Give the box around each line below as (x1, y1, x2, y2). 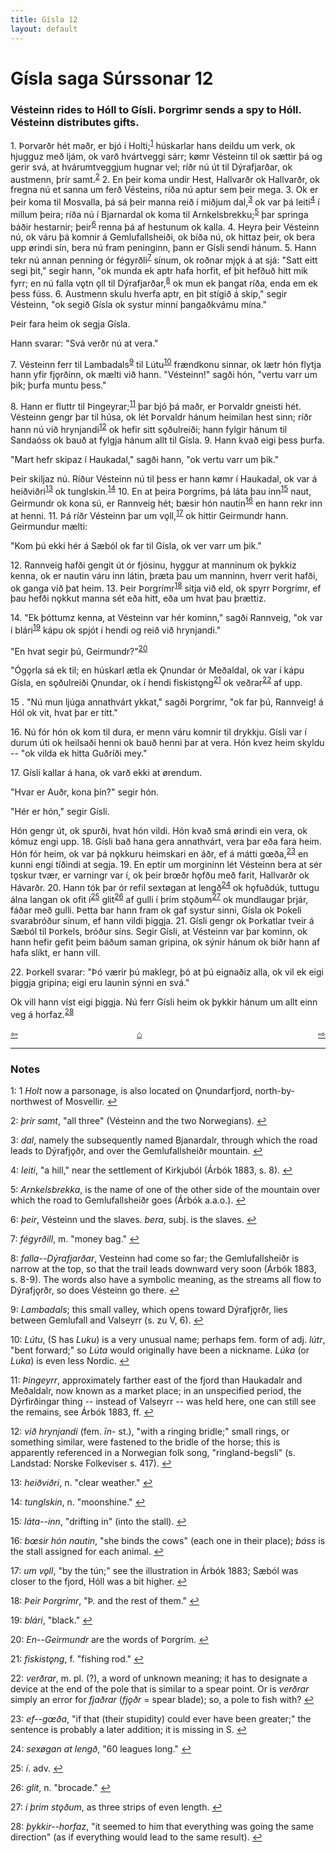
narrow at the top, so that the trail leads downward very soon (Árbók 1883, (10, 1263, 317, 1275)
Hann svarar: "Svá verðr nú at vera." (10, 337, 159, 349)
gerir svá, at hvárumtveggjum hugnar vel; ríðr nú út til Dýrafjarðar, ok (10, 161, 293, 173)
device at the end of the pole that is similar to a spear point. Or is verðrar (10, 1683, 310, 1695)
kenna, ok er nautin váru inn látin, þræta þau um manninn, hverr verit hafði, (10, 569, 318, 581)
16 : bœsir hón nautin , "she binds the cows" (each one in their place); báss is (10, 1535, 326, 1547)
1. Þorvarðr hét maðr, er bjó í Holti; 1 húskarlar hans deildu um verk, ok (10, 137, 296, 151)
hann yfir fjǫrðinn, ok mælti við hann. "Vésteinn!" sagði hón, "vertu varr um (10, 369, 318, 381)
